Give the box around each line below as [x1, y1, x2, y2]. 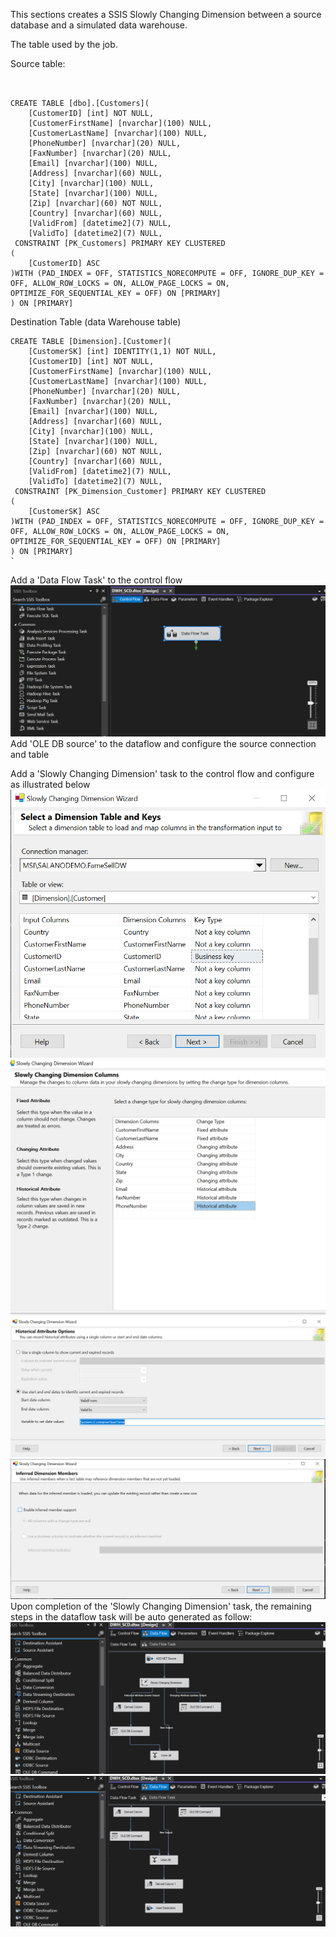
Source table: [10, 58, 66, 69]
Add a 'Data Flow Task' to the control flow [10, 574, 183, 586]
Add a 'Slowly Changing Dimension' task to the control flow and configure [10, 767, 315, 779]
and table [10, 748, 50, 760]
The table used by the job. [10, 39, 118, 50]
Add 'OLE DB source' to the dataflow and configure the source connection [10, 737, 317, 749]
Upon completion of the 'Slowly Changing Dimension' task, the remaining [10, 1600, 312, 1612]
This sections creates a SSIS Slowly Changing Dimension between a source [10, 9, 322, 20]
